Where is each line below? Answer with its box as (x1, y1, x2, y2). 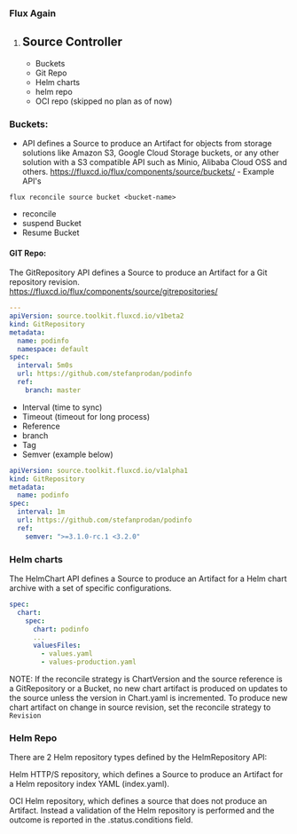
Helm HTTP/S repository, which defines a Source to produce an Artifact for (9, 769, 284, 780)
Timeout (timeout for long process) (21, 411, 151, 421)
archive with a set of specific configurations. (9, 583, 172, 594)
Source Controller (21, 35, 122, 50)
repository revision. (9, 277, 80, 287)
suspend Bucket (21, 218, 82, 229)
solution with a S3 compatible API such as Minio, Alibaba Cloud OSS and (21, 157, 288, 168)
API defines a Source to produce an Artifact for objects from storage (21, 138, 272, 149)
